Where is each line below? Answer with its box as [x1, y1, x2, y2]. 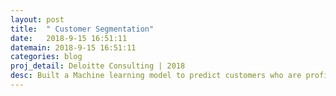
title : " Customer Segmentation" [10, 24, 155, 34]
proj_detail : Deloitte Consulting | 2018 [10, 61, 186, 71]
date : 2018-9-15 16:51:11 [10, 33, 128, 43]
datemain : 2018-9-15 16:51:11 [10, 42, 137, 53]
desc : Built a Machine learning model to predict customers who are [10, 71, 302, 81]
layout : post [10, 14, 65, 25]
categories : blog [10, 52, 83, 62]
